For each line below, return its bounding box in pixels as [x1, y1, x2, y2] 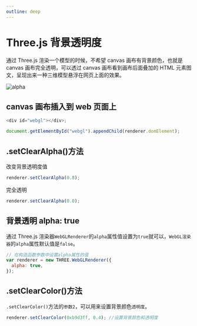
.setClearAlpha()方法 [6, 146, 84, 157]
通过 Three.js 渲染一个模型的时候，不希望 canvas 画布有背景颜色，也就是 [6, 57, 183, 64]
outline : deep [6, 8, 41, 15]
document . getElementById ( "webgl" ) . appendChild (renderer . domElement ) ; [6, 128, 181, 135]
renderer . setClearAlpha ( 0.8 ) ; [6, 175, 81, 181]
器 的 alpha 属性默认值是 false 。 [6, 240, 78, 247]
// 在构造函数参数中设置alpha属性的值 [6, 252, 89, 257]
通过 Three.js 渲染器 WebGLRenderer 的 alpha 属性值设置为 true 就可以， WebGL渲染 [6, 233, 191, 240]
